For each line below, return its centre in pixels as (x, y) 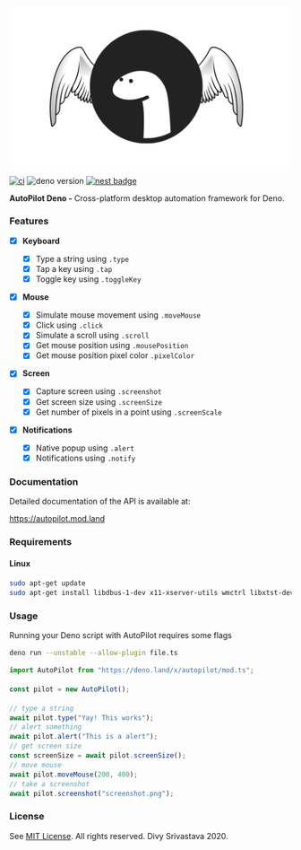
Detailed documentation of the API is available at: (100, 502)
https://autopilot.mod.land (57, 519)
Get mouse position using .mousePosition (112, 346)
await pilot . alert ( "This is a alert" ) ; (84, 737)
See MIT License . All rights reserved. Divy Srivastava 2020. (119, 836)
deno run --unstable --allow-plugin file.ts (94, 653)
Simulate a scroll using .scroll (92, 336)
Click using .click (69, 325)
